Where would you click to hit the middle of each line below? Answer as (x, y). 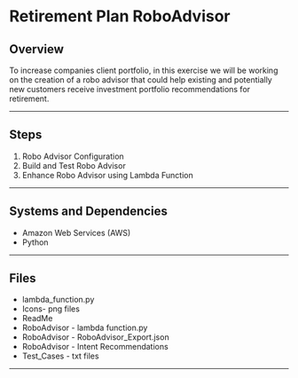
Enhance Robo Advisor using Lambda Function (107, 175)
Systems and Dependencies (89, 212)
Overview (37, 49)
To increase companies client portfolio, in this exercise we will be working (144, 70)
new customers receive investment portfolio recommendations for (130, 89)
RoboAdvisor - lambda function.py (85, 328)
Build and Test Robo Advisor (74, 165)
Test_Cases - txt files (60, 356)
